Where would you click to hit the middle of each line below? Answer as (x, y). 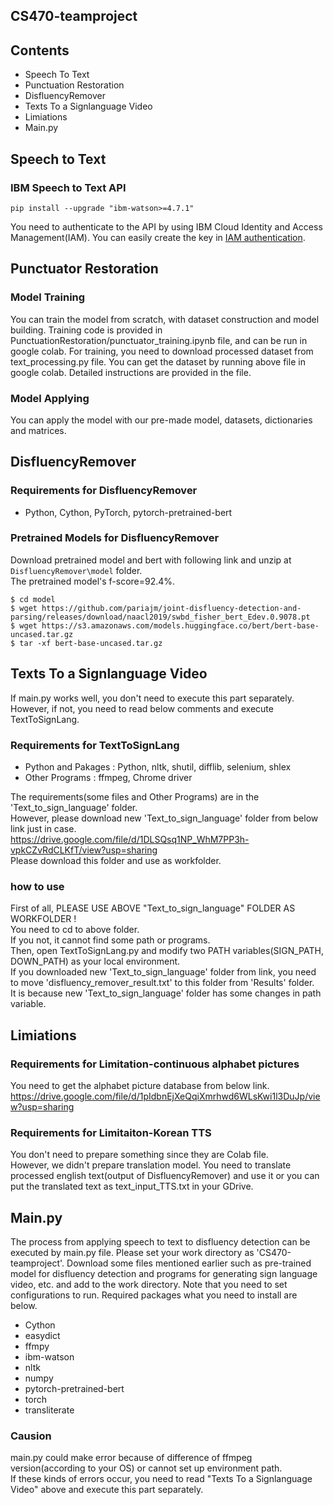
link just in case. (43, 828)
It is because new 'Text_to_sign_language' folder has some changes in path (166, 993)
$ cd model (33, 599)
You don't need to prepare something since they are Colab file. (139, 1155)
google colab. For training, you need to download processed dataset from (162, 351)
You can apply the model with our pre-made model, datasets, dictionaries (161, 420)
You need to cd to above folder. (75, 930)
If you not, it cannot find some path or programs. (110, 940)
